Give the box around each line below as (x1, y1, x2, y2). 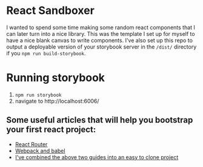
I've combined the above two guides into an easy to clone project (15, 153, 179, 161)
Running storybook (6, 71, 105, 85)
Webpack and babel (15, 147, 65, 154)
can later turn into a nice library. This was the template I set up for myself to (6, 30, 195, 37)
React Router (15, 140, 48, 148)
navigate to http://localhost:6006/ (15, 97, 99, 104)
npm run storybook (15, 92, 62, 98)
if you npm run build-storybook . (6, 49, 86, 56)
